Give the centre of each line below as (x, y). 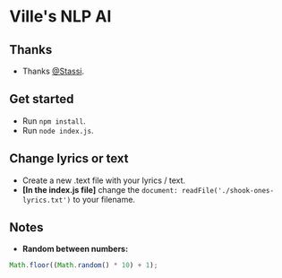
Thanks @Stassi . (53, 71)
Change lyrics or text (69, 159)
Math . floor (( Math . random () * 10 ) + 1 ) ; (84, 265)
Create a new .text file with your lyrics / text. (104, 180)
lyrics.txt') (47, 200)
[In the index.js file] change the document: (100, 189)
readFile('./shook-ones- (228, 190)
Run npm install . (54, 121)
